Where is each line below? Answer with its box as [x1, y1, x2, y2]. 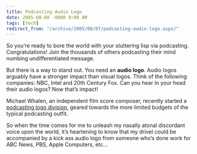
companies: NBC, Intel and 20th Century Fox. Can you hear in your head [6, 79, 186, 87]
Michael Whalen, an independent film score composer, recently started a [6, 97, 187, 105]
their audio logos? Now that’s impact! [6, 85, 98, 93]
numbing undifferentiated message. [6, 55, 95, 62]
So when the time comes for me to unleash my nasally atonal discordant [6, 122, 186, 129]
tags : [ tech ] [6, 20, 39, 26]
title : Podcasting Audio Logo [6, 8, 83, 15]
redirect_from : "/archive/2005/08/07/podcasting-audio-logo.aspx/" [6, 25, 180, 32]
